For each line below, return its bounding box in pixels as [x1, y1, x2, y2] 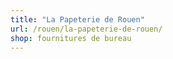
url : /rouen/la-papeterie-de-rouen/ [10, 24, 163, 34]
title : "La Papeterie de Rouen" [10, 14, 145, 25]
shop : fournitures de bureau [10, 33, 132, 43]
